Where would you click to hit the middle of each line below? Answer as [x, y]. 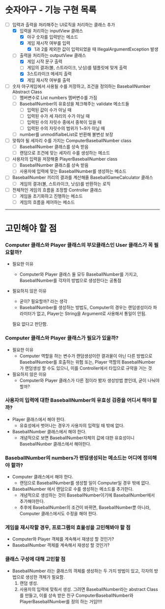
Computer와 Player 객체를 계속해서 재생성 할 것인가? [63, 539]
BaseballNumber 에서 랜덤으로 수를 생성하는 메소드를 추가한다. [73, 489]
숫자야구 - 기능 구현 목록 [51, 10]
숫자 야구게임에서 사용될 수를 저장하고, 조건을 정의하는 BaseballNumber [81, 86]
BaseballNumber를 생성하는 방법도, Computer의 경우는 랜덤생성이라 [86, 308]
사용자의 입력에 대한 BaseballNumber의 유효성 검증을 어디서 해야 [78, 400]
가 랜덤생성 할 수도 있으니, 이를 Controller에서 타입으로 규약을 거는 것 [86, 368]
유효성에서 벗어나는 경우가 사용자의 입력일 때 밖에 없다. [72, 425]
